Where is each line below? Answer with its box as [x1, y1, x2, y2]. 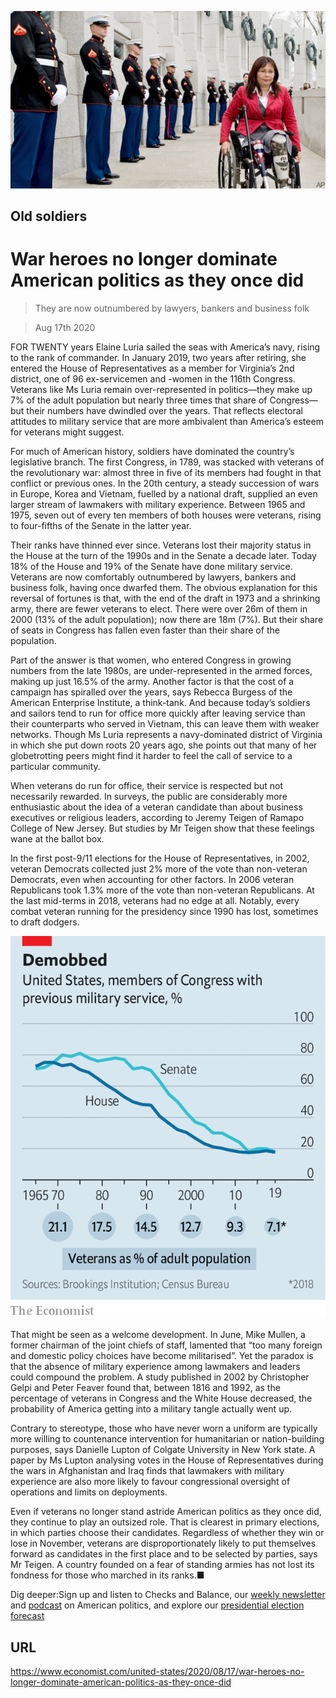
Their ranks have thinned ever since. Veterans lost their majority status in [10, 539, 312, 551]
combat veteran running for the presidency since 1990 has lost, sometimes [10, 905, 319, 917]
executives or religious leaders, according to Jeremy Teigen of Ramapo [10, 811, 305, 823]
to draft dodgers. [10, 916, 80, 928]
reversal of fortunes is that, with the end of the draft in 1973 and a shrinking [10, 592, 321, 604]
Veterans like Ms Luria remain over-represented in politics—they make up [10, 383, 313, 395]
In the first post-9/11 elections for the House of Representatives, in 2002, [10, 852, 310, 864]
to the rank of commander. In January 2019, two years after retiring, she [10, 351, 307, 363]
